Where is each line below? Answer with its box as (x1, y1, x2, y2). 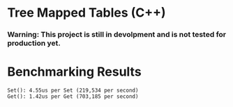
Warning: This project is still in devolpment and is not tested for (7, 30, 227, 40)
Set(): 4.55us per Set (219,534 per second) (7, 87, 139, 94)
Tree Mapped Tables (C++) (7, 5, 166, 21)
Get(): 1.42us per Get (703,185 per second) (7, 93, 139, 100)
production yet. (7, 38, 61, 48)
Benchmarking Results (7, 64, 142, 80)
